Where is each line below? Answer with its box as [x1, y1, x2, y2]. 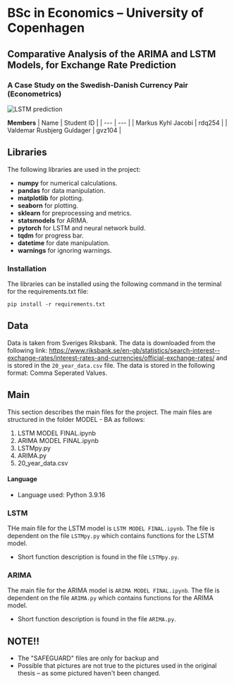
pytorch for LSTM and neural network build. [17, 223, 146, 232]
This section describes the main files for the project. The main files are [7, 407, 213, 416]
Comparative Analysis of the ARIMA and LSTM [7, 48, 216, 60]
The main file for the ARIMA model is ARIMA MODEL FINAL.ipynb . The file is [7, 586, 220, 595]
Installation [7, 263, 47, 273]
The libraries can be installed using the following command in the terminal [7, 280, 222, 288]
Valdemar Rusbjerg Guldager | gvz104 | [7, 125, 122, 135]
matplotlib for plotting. [17, 194, 84, 202]
